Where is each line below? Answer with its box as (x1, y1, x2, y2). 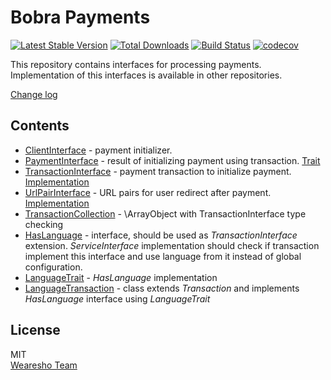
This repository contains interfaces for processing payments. (10, 58, 262, 70)
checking (24, 218, 64, 230)
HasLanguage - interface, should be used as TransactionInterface (24, 229, 298, 241)
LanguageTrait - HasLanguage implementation (24, 271, 218, 283)
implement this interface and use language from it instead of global (24, 250, 302, 262)
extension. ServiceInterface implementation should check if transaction (24, 239, 320, 251)
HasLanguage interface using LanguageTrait (24, 292, 211, 305)
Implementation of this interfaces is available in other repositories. (10, 69, 283, 81)
